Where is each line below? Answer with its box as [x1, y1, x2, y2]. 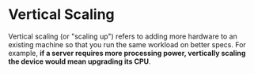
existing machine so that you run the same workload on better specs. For [8, 39, 247, 49]
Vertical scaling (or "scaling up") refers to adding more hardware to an [8, 31, 237, 41]
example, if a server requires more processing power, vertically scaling [8, 48, 246, 57]
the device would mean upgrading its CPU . [8, 57, 152, 66]
